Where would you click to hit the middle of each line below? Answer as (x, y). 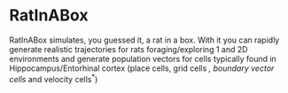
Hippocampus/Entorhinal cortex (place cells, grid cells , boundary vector (142, 68)
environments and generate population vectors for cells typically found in (143, 58)
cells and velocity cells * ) (54, 78)
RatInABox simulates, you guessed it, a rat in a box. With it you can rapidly (144, 40)
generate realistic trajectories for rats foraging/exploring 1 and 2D (128, 49)
